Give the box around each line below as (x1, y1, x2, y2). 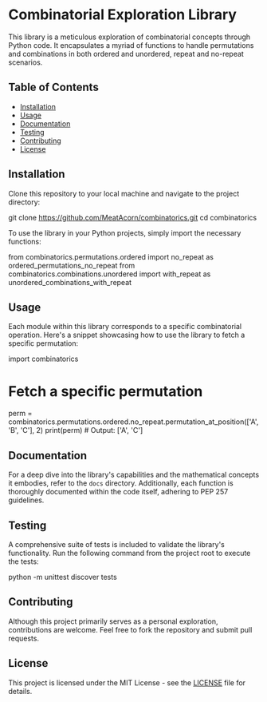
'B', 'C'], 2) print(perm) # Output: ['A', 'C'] (8, 426, 143, 435)
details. (8, 686, 33, 696)
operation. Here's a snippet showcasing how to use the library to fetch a (8, 330, 245, 340)
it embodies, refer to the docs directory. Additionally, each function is (8, 478, 234, 488)
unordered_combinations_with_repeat (8, 277, 132, 287)
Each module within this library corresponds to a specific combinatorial (8, 322, 241, 331)
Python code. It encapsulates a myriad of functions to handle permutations (8, 40, 254, 50)
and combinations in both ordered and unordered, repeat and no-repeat (8, 49, 245, 58)
